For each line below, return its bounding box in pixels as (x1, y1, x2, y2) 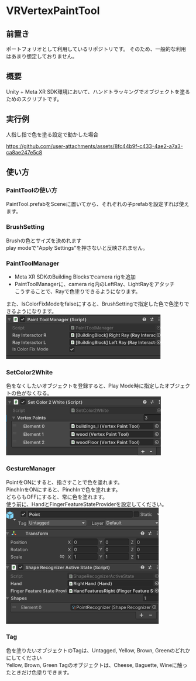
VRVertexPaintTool (6, 4, 100, 18)
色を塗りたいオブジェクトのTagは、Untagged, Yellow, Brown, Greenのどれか (6, 646, 191, 654)
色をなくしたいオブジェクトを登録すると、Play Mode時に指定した (6, 382, 165, 390)
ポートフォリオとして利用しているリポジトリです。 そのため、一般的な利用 (6, 46, 186, 52)
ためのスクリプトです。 (6, 95, 63, 102)
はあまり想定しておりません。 (6, 53, 78, 60)
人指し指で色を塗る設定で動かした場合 (6, 130, 98, 138)
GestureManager (6, 465, 56, 473)
